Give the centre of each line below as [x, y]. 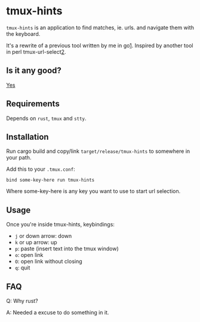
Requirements [33, 104]
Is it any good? [34, 71]
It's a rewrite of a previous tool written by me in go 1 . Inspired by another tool [100, 45]
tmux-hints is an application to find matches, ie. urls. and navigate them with [100, 27]
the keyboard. [23, 33]
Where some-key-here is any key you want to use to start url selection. [93, 191]
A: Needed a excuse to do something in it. [58, 312]
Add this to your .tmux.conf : [41, 169]
